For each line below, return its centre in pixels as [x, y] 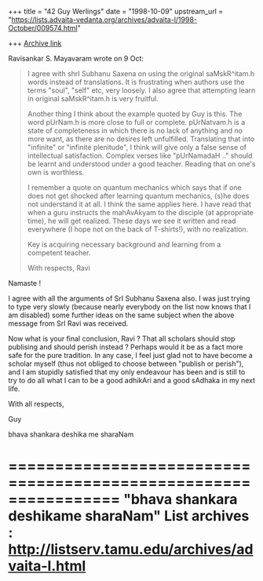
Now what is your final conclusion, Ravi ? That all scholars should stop [122, 338]
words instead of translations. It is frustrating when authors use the [136, 82]
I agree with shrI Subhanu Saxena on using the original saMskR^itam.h [141, 73]
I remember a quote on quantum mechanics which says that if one [134, 187]
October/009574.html [43, 28]
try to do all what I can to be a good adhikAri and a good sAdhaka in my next [132, 380]
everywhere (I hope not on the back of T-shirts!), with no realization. [138, 229]
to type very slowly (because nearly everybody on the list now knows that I [130, 307]
